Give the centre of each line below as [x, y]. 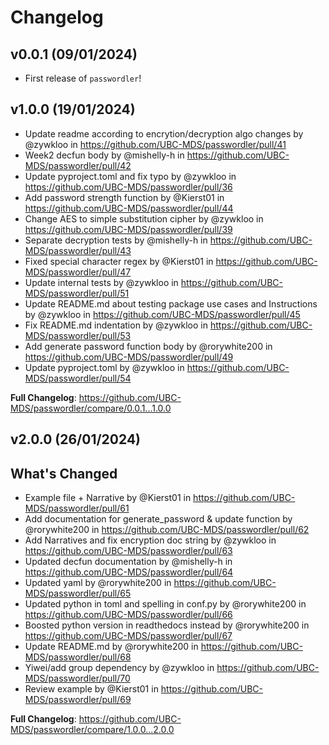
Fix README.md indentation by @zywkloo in [116, 325]
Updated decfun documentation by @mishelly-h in [128, 562]
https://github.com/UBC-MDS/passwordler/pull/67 [128, 636]
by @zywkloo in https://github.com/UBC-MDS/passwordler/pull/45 [162, 314]
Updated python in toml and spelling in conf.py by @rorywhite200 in [165, 604]
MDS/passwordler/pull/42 [78, 165]
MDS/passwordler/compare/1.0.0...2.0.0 [92, 730]
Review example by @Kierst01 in [91, 689]
